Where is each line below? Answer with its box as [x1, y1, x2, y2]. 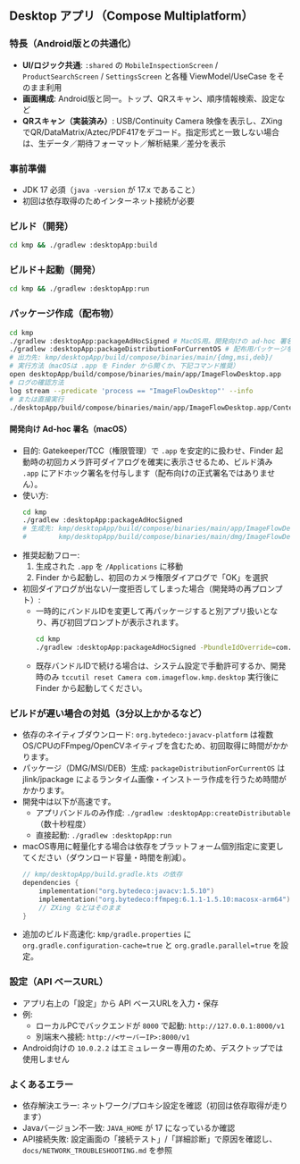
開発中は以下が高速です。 [21, 797, 116, 807]
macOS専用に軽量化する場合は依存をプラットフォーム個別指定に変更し [21, 841, 284, 852]
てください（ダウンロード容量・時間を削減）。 [21, 852, 191, 863]
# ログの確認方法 [9, 378, 64, 387]
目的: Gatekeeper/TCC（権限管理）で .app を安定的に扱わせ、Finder [21, 445, 274, 456]
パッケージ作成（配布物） [9, 308, 119, 320]
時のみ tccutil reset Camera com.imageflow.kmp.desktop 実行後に [35, 671, 279, 682]
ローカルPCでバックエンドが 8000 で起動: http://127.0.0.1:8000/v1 [35, 1020, 286, 1031]
